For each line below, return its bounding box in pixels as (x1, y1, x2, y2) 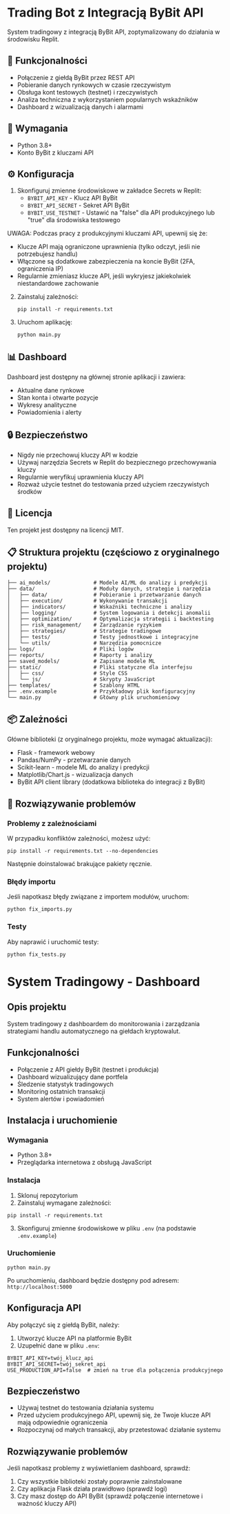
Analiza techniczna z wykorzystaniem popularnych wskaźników (17, 95, 198, 104)
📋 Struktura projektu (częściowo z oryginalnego (7, 547, 220, 558)
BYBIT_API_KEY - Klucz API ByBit (27, 194, 118, 202)
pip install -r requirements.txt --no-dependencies (7, 847, 158, 855)
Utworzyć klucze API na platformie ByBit (17, 1334, 132, 1342)
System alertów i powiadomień (17, 1094, 105, 1103)
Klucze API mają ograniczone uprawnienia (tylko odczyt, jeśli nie (17, 243, 201, 251)
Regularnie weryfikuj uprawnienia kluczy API (17, 473, 144, 481)
